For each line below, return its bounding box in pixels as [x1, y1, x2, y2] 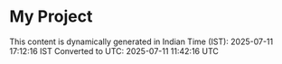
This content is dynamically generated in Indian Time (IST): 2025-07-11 [9, 36, 274, 47]
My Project [9, 6, 93, 27]
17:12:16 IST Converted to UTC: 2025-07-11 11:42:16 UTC [9, 45, 219, 56]
